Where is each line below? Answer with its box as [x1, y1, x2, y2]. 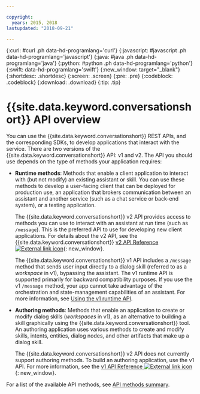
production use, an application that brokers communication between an [14, 189, 192, 196]
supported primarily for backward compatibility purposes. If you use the [14, 276, 193, 283]
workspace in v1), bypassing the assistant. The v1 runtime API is [14, 270, 173, 277]
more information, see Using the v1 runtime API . [14, 295, 133, 302]
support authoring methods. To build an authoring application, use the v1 [14, 357, 195, 364]
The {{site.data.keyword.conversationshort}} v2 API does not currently [14, 350, 190, 357]
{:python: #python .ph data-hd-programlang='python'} [57, 59, 193, 67]
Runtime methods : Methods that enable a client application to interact [14, 169, 189, 177]
